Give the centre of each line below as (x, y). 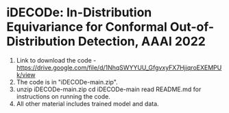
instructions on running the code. (63, 96)
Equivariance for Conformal (87, 27)
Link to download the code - (56, 60)
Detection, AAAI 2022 (142, 42)
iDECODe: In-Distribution (79, 13)
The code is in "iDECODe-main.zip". (67, 82)
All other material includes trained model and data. (87, 103)
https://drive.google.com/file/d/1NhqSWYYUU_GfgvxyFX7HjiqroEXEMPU (119, 67)
